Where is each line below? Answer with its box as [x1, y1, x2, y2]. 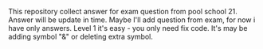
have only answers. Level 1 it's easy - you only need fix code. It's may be [8, 24, 248, 32]
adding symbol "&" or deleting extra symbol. [8, 32, 154, 41]
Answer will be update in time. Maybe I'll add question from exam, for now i [8, 15, 256, 24]
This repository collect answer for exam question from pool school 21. [8, 7, 237, 16]
